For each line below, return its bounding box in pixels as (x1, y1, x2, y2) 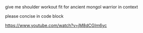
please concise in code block (5, 13, 64, 19)
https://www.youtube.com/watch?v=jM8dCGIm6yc (5, 22, 107, 28)
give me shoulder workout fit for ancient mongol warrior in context (5, 4, 138, 10)
